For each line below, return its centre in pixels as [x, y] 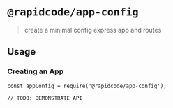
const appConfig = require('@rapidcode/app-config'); [87, 86]
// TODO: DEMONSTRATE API [45, 98]
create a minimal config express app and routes [93, 30]
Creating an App [36, 71]
